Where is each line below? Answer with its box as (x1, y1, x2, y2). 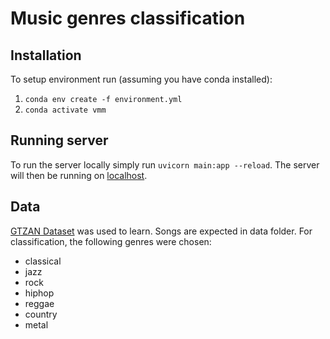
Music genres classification (10, 7, 246, 30)
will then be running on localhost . (10, 169, 148, 181)
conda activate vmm (24, 105, 107, 115)
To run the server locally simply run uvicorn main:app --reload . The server (10, 158, 320, 171)
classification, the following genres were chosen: (10, 235, 212, 247)
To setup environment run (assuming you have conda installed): (10, 73, 273, 85)
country (24, 308, 58, 320)
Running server (10, 132, 109, 149)
